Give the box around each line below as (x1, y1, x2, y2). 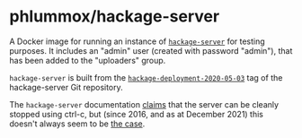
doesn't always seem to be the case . (9, 118, 146, 129)
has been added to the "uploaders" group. (9, 55, 166, 65)
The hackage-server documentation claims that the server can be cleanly (9, 99, 280, 109)
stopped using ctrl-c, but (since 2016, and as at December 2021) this (9, 108, 263, 119)
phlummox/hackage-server (9, 6, 220, 27)
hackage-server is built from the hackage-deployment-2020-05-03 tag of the (9, 72, 283, 82)
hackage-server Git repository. (9, 82, 123, 92)
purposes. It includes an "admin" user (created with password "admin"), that (9, 45, 293, 56)
